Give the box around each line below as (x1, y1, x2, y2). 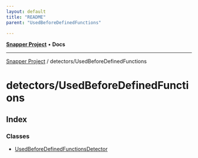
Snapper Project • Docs (6, 41, 66, 48)
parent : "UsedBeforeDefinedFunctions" (6, 19, 101, 25)
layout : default (6, 8, 46, 15)
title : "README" (6, 14, 46, 20)
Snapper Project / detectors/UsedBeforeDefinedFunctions (6, 58, 147, 65)
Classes (6, 132, 30, 140)
